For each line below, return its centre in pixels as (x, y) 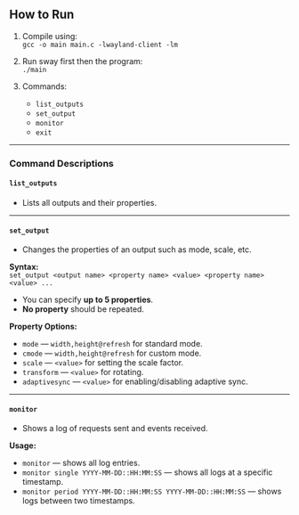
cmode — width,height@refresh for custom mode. (112, 353)
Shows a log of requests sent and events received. (115, 429)
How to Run (42, 15)
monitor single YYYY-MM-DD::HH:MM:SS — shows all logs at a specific (147, 472)
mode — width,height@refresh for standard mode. (112, 344)
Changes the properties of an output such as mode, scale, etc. (137, 249)
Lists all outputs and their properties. (89, 202)
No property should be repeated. (83, 309)
